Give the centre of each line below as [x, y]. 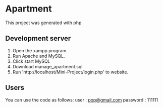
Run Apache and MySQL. [39, 56]
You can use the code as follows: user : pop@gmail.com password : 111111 [82, 100]
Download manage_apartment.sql [47, 66]
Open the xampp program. [40, 50]
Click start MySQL [31, 61]
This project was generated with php [43, 23]
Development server [38, 38]
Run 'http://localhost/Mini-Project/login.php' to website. [70, 72]
